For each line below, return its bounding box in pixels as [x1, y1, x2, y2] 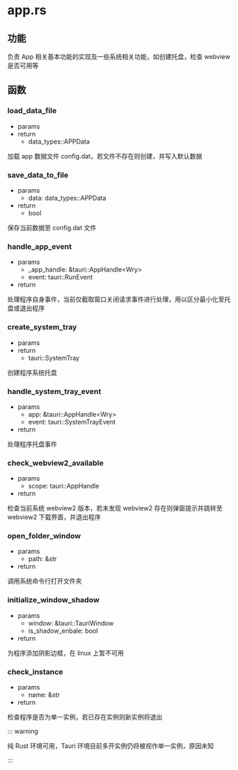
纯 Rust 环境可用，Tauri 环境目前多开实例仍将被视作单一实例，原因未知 [7, 742, 215, 750]
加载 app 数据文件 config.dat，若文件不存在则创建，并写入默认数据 [7, 151, 203, 160]
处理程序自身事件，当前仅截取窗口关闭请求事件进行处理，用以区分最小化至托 [7, 295, 231, 304]
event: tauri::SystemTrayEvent [28, 417, 115, 426]
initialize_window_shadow [7, 595, 100, 605]
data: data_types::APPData [28, 193, 106, 202]
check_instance [7, 667, 64, 677]
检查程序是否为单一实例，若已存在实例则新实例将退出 [7, 713, 163, 722]
